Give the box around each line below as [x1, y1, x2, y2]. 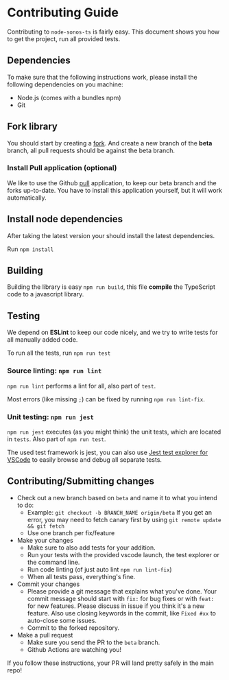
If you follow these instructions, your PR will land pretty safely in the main [7, 659, 215, 667]
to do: [16, 501, 34, 509]
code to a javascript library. [7, 290, 84, 298]
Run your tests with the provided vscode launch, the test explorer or [27, 550, 219, 559]
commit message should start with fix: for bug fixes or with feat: [27, 594, 215, 602]
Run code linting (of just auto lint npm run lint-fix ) [27, 565, 173, 574]
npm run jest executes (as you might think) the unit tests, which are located [7, 427, 221, 436]
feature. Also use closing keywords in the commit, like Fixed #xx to [27, 609, 217, 617]
